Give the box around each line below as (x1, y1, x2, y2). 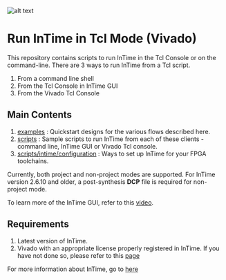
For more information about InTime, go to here (7, 265, 138, 273)
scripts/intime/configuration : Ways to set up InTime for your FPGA (17, 149, 207, 158)
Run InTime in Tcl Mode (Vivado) (7, 31, 197, 46)
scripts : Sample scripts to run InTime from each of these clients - (17, 135, 205, 143)
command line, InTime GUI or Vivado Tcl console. (17, 142, 158, 150)
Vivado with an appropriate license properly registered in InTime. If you (17, 244, 220, 252)
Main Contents (7, 109, 73, 121)
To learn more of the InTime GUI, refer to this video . (7, 198, 154, 207)
